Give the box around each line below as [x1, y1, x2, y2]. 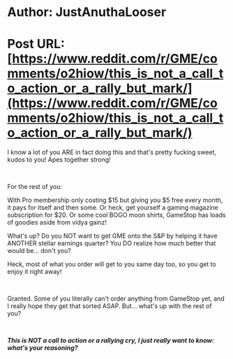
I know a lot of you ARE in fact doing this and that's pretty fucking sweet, [7, 148, 217, 157]
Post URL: [7, 36, 65, 52]
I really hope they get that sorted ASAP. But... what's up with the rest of [7, 302, 212, 310]
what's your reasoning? [7, 344, 78, 352]
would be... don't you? [7, 247, 71, 255]
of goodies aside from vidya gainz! [7, 218, 107, 227]
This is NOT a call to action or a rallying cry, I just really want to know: [7, 336, 215, 345]
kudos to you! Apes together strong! [7, 155, 112, 164]
